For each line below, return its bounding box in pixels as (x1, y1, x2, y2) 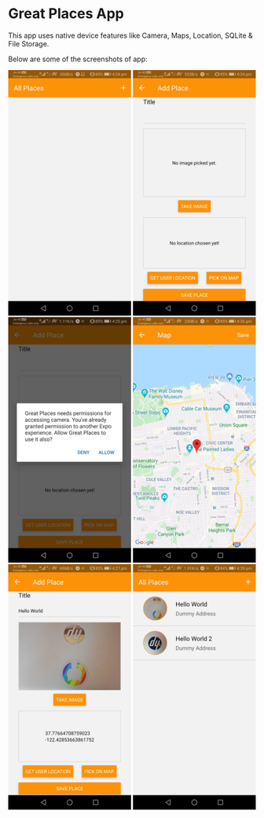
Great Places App (8, 5, 124, 23)
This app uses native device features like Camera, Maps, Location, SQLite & (8, 31, 253, 40)
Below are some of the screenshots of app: (8, 54, 148, 64)
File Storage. (8, 39, 49, 48)
